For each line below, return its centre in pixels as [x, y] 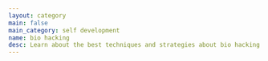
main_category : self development [64, 30]
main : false [28, 23]
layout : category [37, 15]
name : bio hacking [39, 38]
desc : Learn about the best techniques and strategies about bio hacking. [136, 45]
